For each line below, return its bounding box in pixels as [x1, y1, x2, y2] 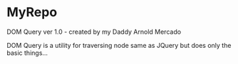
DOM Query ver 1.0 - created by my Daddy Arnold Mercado [6, 27, 182, 36]
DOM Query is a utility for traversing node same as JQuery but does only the [6, 41, 232, 49]
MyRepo [6, 4, 58, 20]
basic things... [6, 49, 48, 57]
